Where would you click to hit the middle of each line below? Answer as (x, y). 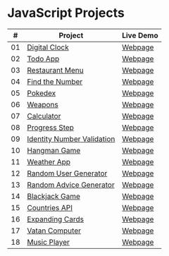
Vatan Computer (54, 231)
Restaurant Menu (56, 70)
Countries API (50, 207)
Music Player (49, 242)
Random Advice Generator (71, 185)
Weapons (43, 104)
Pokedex (42, 93)
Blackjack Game (54, 196)
